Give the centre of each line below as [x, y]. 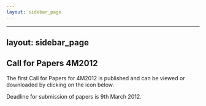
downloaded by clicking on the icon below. [60, 85]
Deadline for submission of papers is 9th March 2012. [74, 96]
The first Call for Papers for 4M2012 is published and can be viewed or [96, 78]
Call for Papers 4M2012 [52, 63]
